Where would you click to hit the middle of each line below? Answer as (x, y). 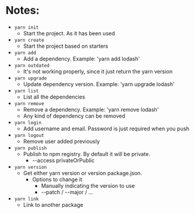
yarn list (27, 91)
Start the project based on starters (66, 46)
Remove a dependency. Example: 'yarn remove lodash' (91, 109)
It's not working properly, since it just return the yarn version (98, 71)
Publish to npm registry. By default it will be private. (87, 154)
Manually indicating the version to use (88, 185)
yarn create (29, 40)
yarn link (27, 199)
